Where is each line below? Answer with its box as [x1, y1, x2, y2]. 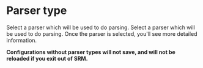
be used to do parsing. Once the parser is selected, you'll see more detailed [6, 30, 197, 37]
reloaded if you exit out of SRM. [6, 55, 88, 62]
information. [6, 36, 37, 44]
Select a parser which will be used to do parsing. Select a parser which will [6, 24, 196, 31]
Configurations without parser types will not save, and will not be [6, 48, 175, 55]
